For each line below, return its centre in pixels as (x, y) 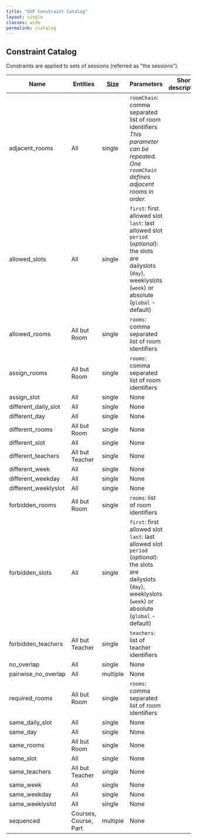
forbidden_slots (30, 573)
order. (138, 199)
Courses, (84, 814)
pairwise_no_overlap (38, 674)
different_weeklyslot (37, 488)
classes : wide (23, 22)
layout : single (25, 17)
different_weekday (35, 479)
